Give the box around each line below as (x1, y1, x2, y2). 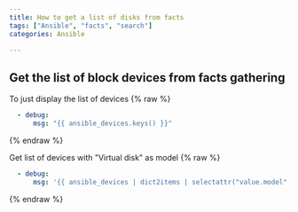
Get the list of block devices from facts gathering (9, 70, 286, 85)
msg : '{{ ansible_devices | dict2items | (32, 177, 189, 186)
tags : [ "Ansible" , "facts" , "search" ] (9, 21, 153, 30)
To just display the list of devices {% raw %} (9, 94, 171, 105)
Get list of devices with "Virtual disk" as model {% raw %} (9, 152, 221, 162)
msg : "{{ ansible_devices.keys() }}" (32, 119, 173, 129)
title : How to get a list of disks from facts (9, 12, 184, 22)
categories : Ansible (9, 29, 86, 38)
